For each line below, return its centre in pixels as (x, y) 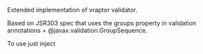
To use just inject (31, 43)
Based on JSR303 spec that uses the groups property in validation (102, 23)
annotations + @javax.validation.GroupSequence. (77, 30)
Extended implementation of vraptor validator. (72, 10)
